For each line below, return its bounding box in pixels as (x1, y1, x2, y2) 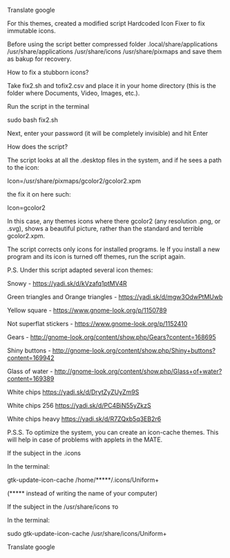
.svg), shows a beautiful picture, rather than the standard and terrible (7, 224, 204, 233)
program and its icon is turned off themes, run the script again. (7, 253, 186, 260)
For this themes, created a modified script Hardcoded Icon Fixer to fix (7, 19, 206, 27)
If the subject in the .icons (7, 449, 82, 457)
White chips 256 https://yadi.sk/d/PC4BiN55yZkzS (7, 402, 151, 409)
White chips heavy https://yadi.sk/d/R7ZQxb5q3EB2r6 (7, 415, 162, 423)
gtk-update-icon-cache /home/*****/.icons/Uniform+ (7, 476, 160, 484)
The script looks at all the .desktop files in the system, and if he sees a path (7, 156, 222, 164)
